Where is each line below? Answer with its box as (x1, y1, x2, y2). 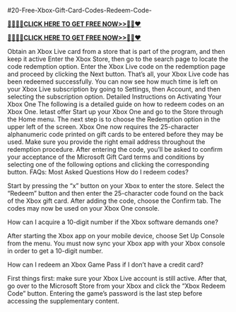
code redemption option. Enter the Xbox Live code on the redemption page (7, 62, 226, 70)
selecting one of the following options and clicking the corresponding (7, 160, 210, 169)
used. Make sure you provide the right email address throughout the (7, 138, 206, 146)
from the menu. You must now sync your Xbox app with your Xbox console (7, 239, 225, 247)
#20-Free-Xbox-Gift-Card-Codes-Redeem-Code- (7, 6, 152, 14)
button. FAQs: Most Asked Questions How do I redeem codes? (7, 168, 189, 176)
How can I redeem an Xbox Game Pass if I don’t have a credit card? (7, 260, 203, 269)
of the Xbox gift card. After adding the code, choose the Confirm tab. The (7, 196, 221, 205)
